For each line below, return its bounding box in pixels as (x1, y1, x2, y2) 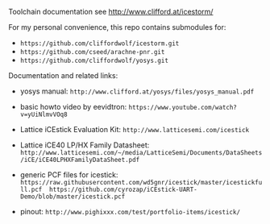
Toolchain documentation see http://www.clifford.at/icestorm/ (8, 7, 214, 16)
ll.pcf (19, 185, 43, 193)
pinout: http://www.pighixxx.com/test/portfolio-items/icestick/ (19, 207, 240, 216)
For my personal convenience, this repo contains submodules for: (8, 23, 226, 31)
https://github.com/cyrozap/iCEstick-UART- (49, 185, 197, 193)
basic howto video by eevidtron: (19, 102, 127, 111)
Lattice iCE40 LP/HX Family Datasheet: (19, 140, 150, 150)
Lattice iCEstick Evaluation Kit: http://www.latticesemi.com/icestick (19, 125, 250, 134)
